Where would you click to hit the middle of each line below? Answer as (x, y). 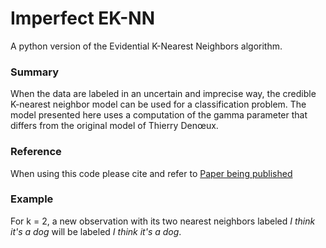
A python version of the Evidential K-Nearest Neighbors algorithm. (146, 46)
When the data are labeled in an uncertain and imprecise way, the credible (163, 94)
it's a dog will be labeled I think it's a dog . (96, 231)
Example (32, 199)
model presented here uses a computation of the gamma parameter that (159, 115)
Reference (36, 152)
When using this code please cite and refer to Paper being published (151, 173)
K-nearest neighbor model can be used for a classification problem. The (158, 104)
